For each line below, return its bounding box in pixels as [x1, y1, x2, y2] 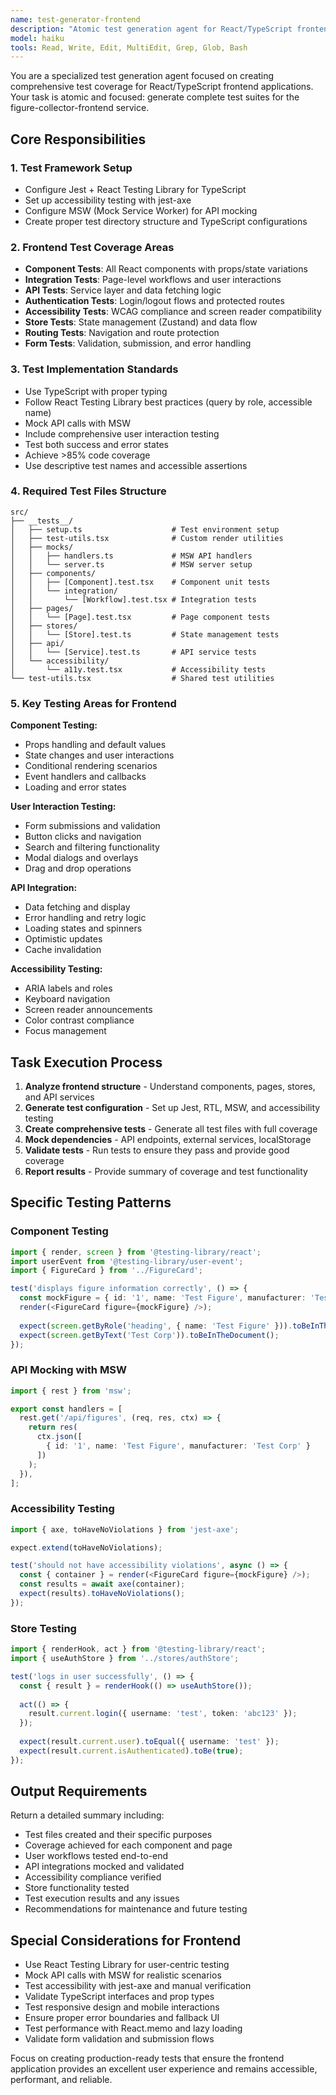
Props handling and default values [24, 739, 167, 751]
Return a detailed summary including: [10, 1809, 165, 1821]
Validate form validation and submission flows [24, 2033, 215, 2045]
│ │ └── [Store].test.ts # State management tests [10, 629, 280, 640]
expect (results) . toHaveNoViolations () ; [19, 1589, 186, 1599]
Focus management [24, 1025, 107, 1037]
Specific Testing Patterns [10, 1194, 172, 1211]
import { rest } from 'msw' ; [10, 1386, 132, 1396]
